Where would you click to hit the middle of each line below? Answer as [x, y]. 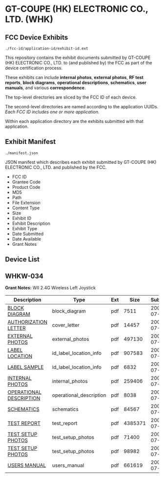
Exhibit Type [25, 228]
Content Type [26, 208]
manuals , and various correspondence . [45, 88]
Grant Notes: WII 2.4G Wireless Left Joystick [51, 288]
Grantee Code [26, 182]
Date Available [27, 239]
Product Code [26, 187]
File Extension [26, 202]
